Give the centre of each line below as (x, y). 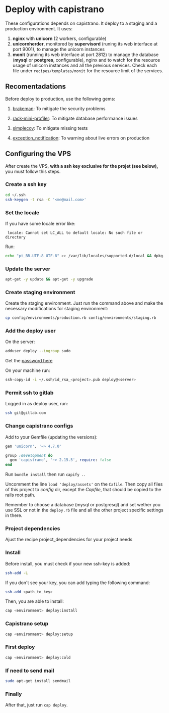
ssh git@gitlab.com (26, 413)
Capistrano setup (27, 624)
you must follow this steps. (33, 171)
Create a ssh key (26, 184)
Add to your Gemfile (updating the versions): (52, 437)
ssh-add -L (17, 573)
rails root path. (20, 495)
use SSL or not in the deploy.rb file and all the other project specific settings (84, 510)
